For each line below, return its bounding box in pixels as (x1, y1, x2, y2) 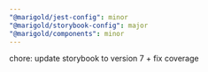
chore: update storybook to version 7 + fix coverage (9, 54, 199, 64)
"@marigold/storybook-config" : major (9, 21, 149, 30)
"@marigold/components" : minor (9, 29, 125, 38)
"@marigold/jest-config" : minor (9, 12, 128, 22)
